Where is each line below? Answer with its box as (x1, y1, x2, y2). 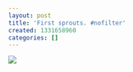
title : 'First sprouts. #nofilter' (8, 19, 127, 27)
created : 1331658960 (8, 26, 77, 34)
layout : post (8, 11, 52, 20)
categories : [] (8, 33, 59, 42)
